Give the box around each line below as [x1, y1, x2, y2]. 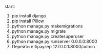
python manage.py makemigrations [11, 23, 83, 29]
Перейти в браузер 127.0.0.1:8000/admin [11, 44, 95, 49]
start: [4, 4, 16, 9]
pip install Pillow [11, 18, 44, 24]
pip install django [11, 13, 46, 18]
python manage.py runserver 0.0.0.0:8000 [11, 39, 98, 44]
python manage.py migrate [11, 28, 66, 34]
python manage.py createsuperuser [11, 33, 84, 39]
